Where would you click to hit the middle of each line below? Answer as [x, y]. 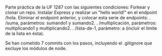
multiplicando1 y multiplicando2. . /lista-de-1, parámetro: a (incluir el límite [81, 28]
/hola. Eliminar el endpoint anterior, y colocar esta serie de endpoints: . [78, 18]
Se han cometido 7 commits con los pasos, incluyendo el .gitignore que [79, 43]
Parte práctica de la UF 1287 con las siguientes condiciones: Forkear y [77, 7]
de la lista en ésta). [25, 33]
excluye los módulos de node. [36, 48]
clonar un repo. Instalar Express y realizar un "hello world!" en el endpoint [81, 12]
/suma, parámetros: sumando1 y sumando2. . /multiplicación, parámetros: [81, 23]
